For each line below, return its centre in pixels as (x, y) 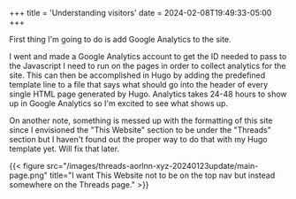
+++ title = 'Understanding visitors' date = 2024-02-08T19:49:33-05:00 (140, 13)
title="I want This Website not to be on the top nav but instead (163, 175)
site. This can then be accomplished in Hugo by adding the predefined (137, 75)
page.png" (29, 175)
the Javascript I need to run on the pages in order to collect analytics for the (148, 66)
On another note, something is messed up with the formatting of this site (141, 120)
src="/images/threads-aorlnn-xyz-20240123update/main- (152, 166)
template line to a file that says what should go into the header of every (139, 84)
